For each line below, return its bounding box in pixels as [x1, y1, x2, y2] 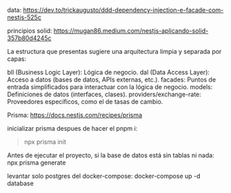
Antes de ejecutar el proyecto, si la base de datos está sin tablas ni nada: [7, 151, 215, 159]
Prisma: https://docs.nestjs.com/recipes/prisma [7, 111, 143, 119]
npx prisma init [23, 138, 67, 146]
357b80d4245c [7, 34, 52, 42]
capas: [7, 55, 26, 63]
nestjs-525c [7, 13, 41, 21]
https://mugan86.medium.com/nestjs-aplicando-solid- [53, 27, 209, 35]
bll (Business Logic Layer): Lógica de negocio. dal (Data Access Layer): [7, 68, 210, 76]
